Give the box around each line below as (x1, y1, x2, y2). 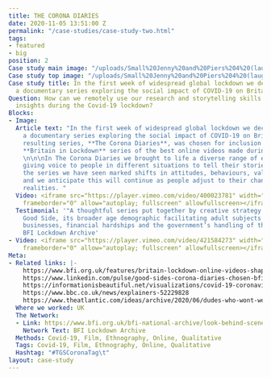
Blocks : (8, 110, 35, 118)
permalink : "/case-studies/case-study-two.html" (8, 27, 175, 35)
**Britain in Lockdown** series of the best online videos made (23, 147, 244, 155)
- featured (8, 42, 45, 50)
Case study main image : (8, 64, 89, 72)
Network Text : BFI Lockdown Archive (23, 326, 147, 334)
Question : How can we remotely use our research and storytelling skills (8, 94, 262, 102)
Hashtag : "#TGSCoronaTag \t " (15, 349, 110, 357)
